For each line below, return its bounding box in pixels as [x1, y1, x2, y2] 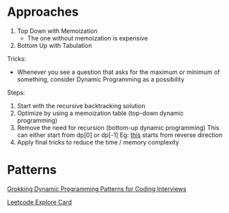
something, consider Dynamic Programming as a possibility [16, 75, 185, 83]
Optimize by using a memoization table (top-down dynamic [16, 109, 184, 117]
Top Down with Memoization [16, 27, 98, 35]
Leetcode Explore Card [7, 198, 72, 206]
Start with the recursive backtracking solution [16, 101, 146, 110]
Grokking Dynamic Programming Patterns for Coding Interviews [7, 184, 187, 192]
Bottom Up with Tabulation [16, 41, 92, 49]
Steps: [7, 88, 25, 97]
